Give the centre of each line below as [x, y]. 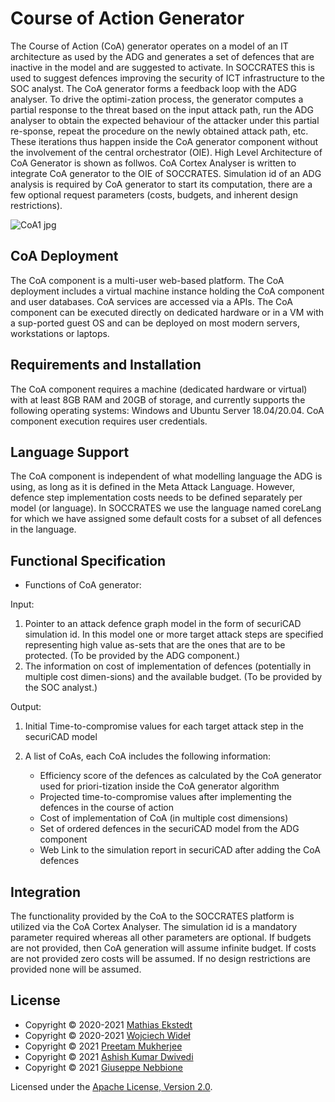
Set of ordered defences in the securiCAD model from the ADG [169, 829]
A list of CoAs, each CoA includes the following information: [148, 756]
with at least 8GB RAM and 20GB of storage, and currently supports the [158, 399]
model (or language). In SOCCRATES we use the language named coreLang [166, 508]
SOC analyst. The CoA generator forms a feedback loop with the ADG [154, 88]
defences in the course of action [107, 808]
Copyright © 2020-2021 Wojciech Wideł [107, 1035]
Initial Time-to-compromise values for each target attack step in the [164, 726]
